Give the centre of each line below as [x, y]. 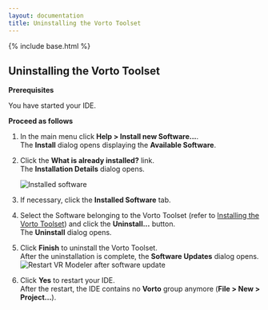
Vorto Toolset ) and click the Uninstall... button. [98, 224]
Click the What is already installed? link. [87, 161]
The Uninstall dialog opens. [66, 232]
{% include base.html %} [49, 46]
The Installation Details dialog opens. [82, 169]
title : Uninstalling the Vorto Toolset [75, 23]
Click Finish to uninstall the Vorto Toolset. [88, 248]
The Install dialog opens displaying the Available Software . [118, 145]
